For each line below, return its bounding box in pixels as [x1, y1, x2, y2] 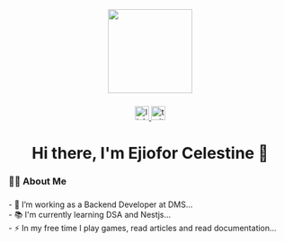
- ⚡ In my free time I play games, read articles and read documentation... [8, 222, 277, 233]
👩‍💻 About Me [8, 175, 67, 187]
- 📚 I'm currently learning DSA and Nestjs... [8, 209, 172, 220]
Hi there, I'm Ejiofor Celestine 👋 [31, 143, 269, 164]
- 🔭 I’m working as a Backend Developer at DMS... [8, 199, 193, 210]
